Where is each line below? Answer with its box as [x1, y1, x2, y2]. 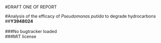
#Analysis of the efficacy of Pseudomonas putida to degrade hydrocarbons [5, 13, 156, 19]
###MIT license [5, 33, 36, 39]
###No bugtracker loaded [5, 29, 57, 34]
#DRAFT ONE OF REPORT [5, 4, 57, 10]
